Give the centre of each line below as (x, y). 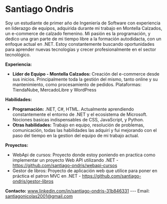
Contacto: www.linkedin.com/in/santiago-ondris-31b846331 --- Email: (78, 191)
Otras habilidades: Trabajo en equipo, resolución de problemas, (78, 125)
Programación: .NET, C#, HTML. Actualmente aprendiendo (73, 109)
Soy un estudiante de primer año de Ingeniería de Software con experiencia (83, 23)
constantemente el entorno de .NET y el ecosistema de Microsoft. (80, 114)
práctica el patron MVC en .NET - (47, 176)
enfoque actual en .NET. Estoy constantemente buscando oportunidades (80, 44)
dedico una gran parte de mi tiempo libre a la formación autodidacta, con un (83, 39)
